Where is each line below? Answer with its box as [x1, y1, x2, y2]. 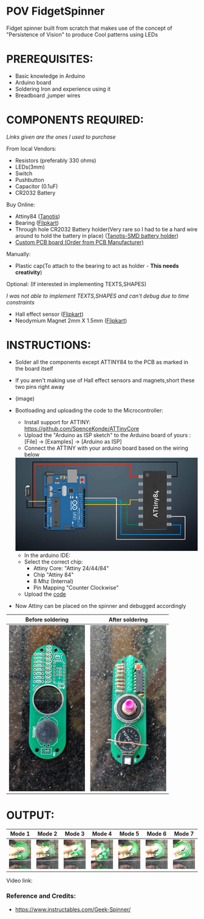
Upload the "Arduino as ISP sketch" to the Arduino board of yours [24, 431, 188, 439]
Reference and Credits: [6, 892, 76, 900]
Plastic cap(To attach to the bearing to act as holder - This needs [15, 262, 179, 269]
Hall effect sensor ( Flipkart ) [15, 310, 84, 318]
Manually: [6, 250, 31, 257]
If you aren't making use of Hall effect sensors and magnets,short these [15, 376, 195, 384]
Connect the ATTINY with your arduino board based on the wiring [24, 444, 188, 452]
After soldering [108, 616, 148, 623]
